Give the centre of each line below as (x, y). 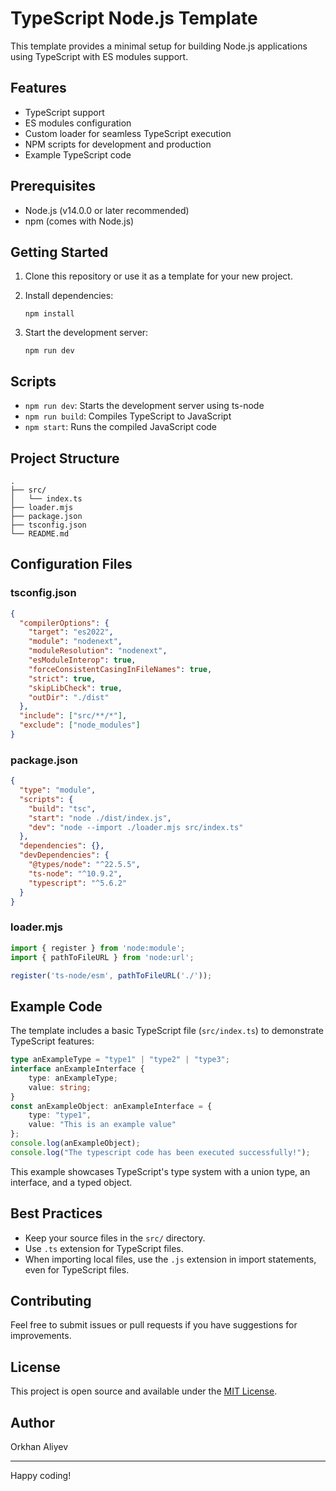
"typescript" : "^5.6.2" (78, 883)
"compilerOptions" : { (64, 623)
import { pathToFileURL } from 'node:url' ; (102, 957)
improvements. (41, 1336)
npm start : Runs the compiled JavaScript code (121, 427)
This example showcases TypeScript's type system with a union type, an (160, 1171)
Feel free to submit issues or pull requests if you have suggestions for (154, 1325)
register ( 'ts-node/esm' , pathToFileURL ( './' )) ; (111, 975)
